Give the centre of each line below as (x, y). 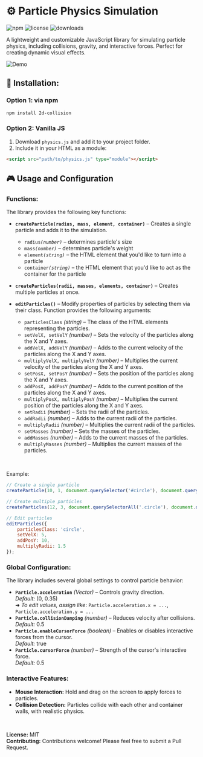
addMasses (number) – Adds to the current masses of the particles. (106, 438)
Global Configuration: (39, 567)
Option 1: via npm (32, 100)
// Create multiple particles (44, 502)
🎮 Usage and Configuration (60, 179)
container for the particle (55, 274)
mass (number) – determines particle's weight (79, 249)
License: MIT (23, 734)
